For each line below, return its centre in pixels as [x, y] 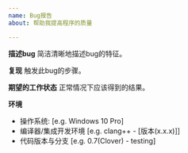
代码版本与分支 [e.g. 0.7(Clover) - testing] [88, 140]
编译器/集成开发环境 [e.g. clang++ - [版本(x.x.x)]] [100, 131]
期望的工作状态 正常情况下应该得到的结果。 [79, 87]
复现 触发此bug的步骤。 [47, 70]
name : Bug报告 [31, 15]
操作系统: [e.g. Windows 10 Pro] [72, 120]
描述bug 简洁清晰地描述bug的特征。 [67, 53]
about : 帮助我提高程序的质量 [50, 23]
